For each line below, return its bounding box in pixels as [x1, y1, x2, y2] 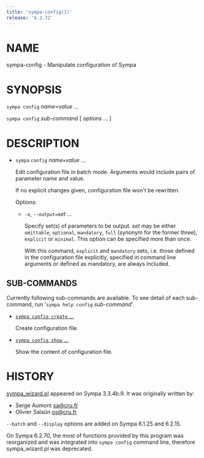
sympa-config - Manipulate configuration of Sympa [6, 61, 137, 69]
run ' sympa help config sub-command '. [34, 301, 135, 308]
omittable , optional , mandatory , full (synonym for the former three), [24, 229, 198, 236]
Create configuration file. [15, 325, 78, 332]
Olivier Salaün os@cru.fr [15, 408, 77, 416]
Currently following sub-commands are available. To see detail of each [6, 295, 185, 302]
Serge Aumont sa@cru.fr [15, 402, 78, 409]
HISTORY [6, 370, 55, 383]
